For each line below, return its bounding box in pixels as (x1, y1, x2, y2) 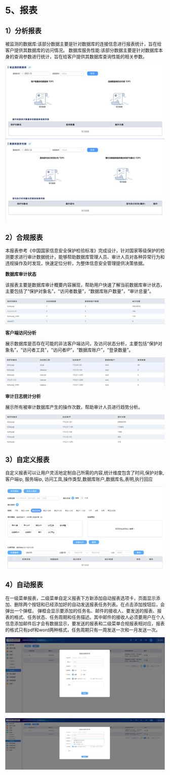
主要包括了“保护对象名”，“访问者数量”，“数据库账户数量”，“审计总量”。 (5, 288, 154, 294)
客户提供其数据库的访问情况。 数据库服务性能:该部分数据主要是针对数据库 (5, 47, 158, 53)
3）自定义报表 (5, 456, 50, 464)
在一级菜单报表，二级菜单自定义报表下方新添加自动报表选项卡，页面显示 (5, 595, 156, 601)
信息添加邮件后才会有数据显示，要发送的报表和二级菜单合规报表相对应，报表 (5, 620, 165, 626)
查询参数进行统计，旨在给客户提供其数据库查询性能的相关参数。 (14, 54, 147, 59)
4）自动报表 (5, 580, 44, 589)
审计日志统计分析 (5, 393, 41, 399)
